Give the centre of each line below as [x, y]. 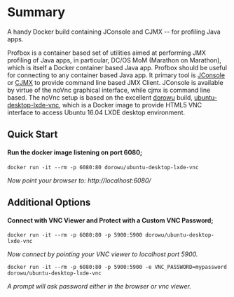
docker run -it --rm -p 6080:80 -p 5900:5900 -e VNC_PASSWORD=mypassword [117, 268]
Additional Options [49, 202]
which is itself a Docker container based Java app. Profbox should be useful [117, 67]
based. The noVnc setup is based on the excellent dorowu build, [100, 97]
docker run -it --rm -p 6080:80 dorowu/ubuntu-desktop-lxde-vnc [103, 167]
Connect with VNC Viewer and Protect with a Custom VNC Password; [110, 220]
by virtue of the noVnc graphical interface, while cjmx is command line [109, 90]
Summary [36, 12]
